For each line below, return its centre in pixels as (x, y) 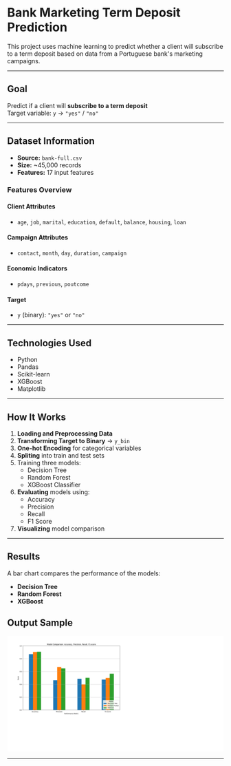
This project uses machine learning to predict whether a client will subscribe (115, 46)
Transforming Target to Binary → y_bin (74, 440)
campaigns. (24, 61)
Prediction (37, 27)
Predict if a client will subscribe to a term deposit (77, 105)
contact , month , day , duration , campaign (72, 253)
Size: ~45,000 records (49, 165)
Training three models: (49, 462)
